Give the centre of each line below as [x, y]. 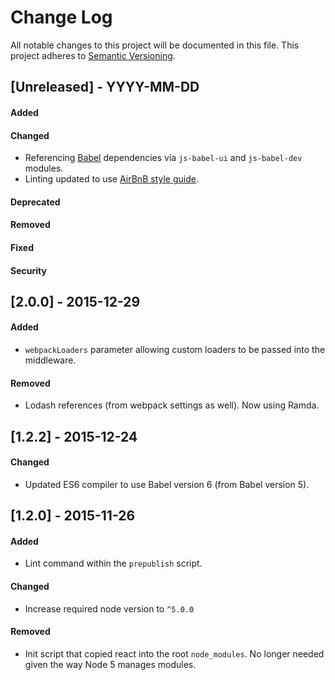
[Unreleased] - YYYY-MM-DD [105, 87]
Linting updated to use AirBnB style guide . [111, 179]
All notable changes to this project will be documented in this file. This [155, 45]
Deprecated [35, 202]
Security [28, 270]
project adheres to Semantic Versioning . [93, 55]
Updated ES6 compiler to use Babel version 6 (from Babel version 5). [167, 484]
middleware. [50, 360]
